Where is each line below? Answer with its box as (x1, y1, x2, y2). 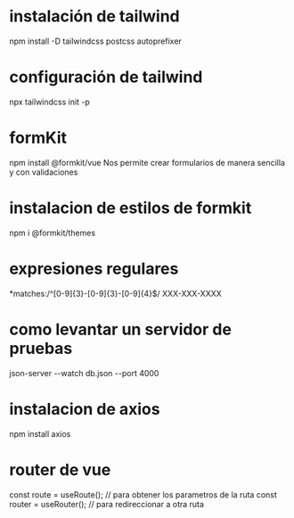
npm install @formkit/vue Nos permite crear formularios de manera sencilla (9, 157, 285, 168)
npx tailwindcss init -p (9, 96, 91, 107)
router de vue (9, 459, 111, 480)
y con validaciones (9, 167, 78, 177)
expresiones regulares (9, 259, 179, 278)
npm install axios (9, 428, 71, 439)
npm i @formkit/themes (9, 227, 96, 238)
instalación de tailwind (9, 6, 180, 27)
